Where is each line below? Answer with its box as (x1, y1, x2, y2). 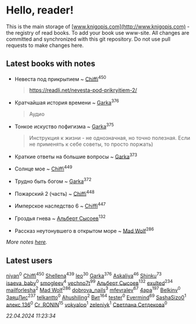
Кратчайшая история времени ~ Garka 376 (14, 98, 119, 106)
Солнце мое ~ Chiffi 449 (14, 164, 73, 172)
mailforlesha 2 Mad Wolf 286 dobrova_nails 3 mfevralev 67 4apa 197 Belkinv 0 (6, 286, 181, 294)
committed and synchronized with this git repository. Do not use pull (6, 35, 171, 42)
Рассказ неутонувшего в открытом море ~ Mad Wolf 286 (14, 226, 154, 234)
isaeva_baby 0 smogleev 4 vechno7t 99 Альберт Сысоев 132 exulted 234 (6, 278, 173, 286)
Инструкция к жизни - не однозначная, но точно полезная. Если (29, 134, 191, 141)
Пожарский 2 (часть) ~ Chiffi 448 (14, 189, 95, 197)
